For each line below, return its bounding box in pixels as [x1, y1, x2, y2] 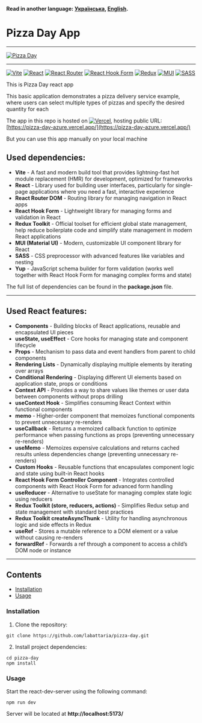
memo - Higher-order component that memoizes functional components [14, 412, 195, 419]
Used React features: [6, 306, 87, 316]
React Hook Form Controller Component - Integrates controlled [14, 476, 174, 483]
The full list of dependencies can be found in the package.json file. [6, 283, 173, 290]
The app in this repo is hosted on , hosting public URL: [6, 117, 162, 124]
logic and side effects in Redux [14, 521, 92, 528]
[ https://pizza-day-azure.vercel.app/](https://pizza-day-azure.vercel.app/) [6, 123, 191, 130]
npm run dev [6, 699, 36, 705]
